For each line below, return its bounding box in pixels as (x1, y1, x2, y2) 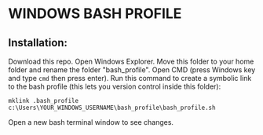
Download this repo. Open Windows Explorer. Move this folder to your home (8, 57, 254, 66)
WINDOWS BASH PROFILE (8, 5, 182, 23)
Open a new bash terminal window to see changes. (8, 118, 174, 126)
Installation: (8, 36, 68, 49)
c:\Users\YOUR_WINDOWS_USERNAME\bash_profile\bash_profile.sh (8, 104, 216, 111)
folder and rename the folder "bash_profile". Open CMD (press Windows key (8, 65, 256, 75)
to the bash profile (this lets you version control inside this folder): (8, 82, 221, 91)
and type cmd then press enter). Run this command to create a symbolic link (8, 74, 252, 82)
